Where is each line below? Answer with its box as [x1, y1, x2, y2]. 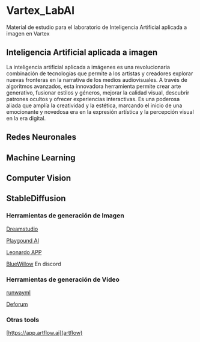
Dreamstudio [6, 225, 38, 232]
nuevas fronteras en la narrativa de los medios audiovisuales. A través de [6, 76, 188, 83]
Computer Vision [6, 173, 71, 183]
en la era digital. [6, 114, 46, 122]
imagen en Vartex [6, 30, 50, 37]
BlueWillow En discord [6, 260, 61, 267]
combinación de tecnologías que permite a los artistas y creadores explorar [6, 70, 193, 77]
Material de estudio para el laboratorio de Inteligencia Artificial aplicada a [6, 23, 187, 31]
